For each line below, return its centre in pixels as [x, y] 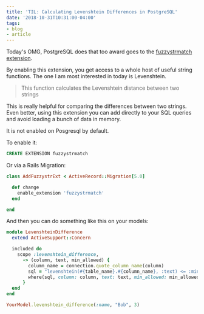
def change [25, 187]
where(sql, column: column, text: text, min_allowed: [97, 277]
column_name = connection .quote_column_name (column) [96, 266]
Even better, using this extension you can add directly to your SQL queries [99, 113]
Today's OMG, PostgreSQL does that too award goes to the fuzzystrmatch [99, 52]
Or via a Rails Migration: [36, 165]
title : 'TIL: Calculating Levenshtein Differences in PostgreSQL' [92, 12]
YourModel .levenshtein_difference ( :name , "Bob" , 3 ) [73, 305]
